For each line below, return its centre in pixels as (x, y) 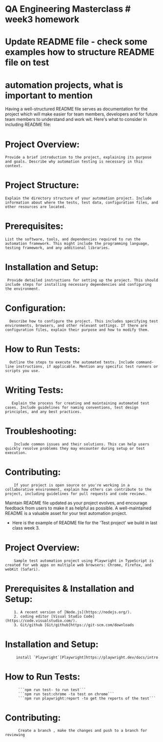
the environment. (23, 289)
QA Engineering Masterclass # (68, 9)
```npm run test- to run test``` (52, 690)
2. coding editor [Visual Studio (48, 616)
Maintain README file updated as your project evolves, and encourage (76, 503)
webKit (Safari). (23, 569)
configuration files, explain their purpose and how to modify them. (77, 330)
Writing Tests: (34, 390)
